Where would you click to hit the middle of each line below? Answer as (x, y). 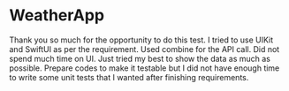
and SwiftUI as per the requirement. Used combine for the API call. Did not (144, 49)
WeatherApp (57, 15)
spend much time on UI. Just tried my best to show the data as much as (140, 58)
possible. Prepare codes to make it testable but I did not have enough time (144, 68)
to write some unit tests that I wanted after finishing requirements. (129, 77)
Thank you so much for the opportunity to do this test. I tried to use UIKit (141, 40)
